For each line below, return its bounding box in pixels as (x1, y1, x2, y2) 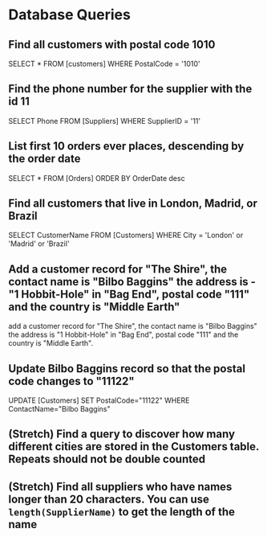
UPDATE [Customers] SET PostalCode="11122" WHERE (8, 396, 190, 405)
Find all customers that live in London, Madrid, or (8, 197, 258, 211)
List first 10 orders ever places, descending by (8, 139, 245, 154)
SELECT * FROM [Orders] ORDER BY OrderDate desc (8, 173, 186, 182)
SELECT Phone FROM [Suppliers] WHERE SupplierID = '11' (8, 116, 201, 125)
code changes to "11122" (8, 374, 135, 387)
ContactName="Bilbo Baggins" (8, 404, 111, 414)
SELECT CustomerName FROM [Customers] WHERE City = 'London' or (8, 231, 244, 240)
